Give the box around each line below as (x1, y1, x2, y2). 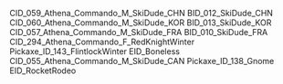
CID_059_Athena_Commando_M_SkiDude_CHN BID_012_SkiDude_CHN (9, 8, 274, 18)
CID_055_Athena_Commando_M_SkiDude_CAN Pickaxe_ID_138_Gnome (9, 56, 275, 66)
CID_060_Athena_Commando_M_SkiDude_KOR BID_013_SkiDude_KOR (9, 17, 272, 28)
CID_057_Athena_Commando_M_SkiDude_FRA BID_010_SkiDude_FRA (9, 27, 268, 37)
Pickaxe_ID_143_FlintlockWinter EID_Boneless (9, 46, 181, 57)
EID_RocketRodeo (9, 65, 77, 76)
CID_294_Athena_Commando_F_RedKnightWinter (9, 36, 194, 47)
